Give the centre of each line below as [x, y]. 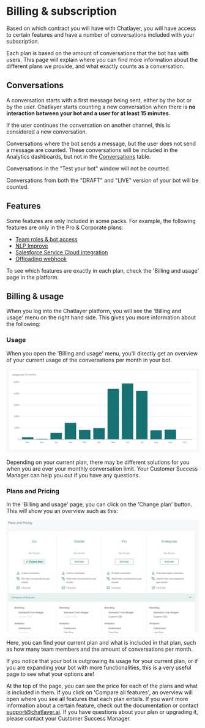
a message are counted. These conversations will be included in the [92, 150]
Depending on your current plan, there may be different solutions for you [98, 462]
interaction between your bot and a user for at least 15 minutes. [88, 113]
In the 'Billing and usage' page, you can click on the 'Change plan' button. [99, 504]
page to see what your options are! [50, 674]
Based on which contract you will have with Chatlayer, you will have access [101, 28]
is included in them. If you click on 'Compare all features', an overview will [99, 692]
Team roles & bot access [46, 239]
